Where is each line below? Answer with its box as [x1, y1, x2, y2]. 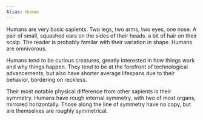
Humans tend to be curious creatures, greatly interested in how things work [6, 56, 195, 64]
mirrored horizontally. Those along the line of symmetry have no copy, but [6, 101, 191, 108]
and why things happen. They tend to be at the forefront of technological [6, 63, 188, 70]
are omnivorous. [6, 45, 47, 52]
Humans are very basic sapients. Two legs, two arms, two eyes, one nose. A [6, 25, 197, 33]
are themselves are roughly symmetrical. [6, 107, 108, 114]
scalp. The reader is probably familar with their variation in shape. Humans [6, 38, 193, 45]
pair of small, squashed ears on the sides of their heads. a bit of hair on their [6, 32, 197, 39]
